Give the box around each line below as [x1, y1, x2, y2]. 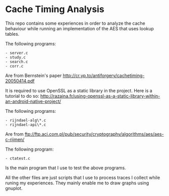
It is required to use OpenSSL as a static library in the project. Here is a [5, 87, 152, 94]
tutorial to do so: [5, 93, 39, 99]
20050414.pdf [5, 78, 35, 84]
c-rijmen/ [5, 136, 25, 142]
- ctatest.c [5, 156, 30, 161]
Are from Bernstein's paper [5, 72, 62, 79]
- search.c [5, 59, 28, 64]
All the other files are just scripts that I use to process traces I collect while [5, 174, 160, 180]
